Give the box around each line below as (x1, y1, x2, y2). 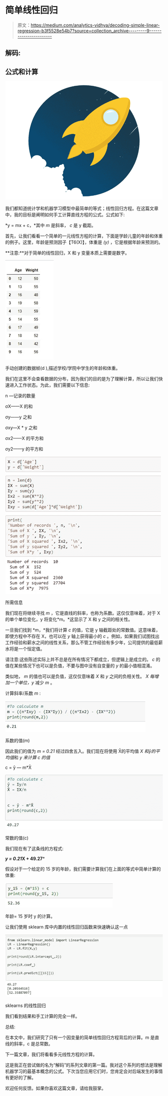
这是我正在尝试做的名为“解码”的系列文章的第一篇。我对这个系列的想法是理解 (5, 1062, 162, 1068)
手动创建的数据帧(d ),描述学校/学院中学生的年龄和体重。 (5, 365, 120, 371)
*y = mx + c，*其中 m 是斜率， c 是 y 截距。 (5, 223, 96, 229)
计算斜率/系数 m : (5, 690, 41, 697)
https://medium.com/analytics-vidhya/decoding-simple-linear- (30, 22, 160, 28)
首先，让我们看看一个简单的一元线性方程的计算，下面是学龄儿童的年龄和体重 (5, 233, 163, 239)
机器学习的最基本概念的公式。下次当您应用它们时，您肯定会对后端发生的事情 (5, 1068, 163, 1074)
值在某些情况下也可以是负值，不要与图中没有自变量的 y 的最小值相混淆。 (5, 663, 155, 669)
